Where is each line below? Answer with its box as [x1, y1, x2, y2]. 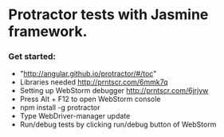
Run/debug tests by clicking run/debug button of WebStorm [19, 119, 217, 129]
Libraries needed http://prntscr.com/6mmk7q [19, 77, 169, 87]
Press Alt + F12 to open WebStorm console [19, 94, 161, 104]
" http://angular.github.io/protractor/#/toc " [19, 69, 157, 79]
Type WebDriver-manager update [19, 112, 131, 121]
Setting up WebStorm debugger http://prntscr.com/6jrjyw [19, 86, 209, 96]
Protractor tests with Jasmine [8, 6, 209, 24]
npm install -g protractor [19, 103, 100, 112]
